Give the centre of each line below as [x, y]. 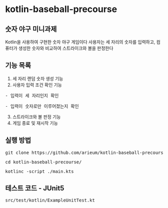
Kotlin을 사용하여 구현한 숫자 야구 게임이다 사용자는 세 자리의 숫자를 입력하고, [80, 42]
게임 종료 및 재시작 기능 [35, 123]
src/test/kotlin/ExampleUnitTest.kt [50, 200]
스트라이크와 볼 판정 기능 [36, 117]
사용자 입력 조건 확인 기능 [37, 85]
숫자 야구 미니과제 [31, 29]
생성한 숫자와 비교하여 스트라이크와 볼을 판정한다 [66, 48]
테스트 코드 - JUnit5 [35, 188]
